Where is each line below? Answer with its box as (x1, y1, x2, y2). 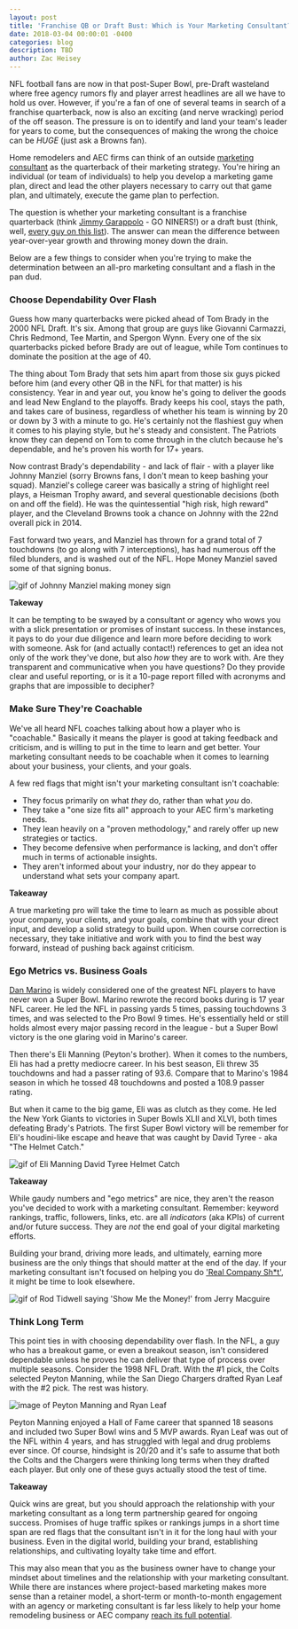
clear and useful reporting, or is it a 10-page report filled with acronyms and (9, 671, 286, 682)
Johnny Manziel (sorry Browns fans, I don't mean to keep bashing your (9, 471, 269, 482)
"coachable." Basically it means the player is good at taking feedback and (9, 732, 278, 743)
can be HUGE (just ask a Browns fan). (9, 135, 147, 145)
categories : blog (9, 37, 74, 47)
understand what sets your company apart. (21, 870, 180, 881)
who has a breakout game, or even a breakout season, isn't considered (9, 1345, 269, 1356)
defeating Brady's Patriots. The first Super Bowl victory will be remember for (9, 1123, 289, 1133)
